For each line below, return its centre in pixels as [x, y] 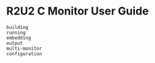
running [16, 32]
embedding [19, 38]
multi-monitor [24, 48]
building [17, 27]
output [15, 43]
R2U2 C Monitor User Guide [77, 11]
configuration [24, 54]
